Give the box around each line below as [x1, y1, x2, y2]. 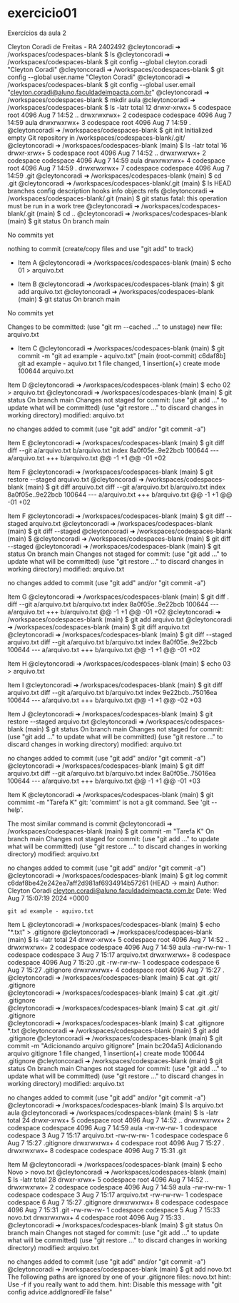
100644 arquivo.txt [17, 366, 74, 375]
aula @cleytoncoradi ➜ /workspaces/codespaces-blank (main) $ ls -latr [7, 1108, 219, 1117]
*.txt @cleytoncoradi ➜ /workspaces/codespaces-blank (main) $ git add [7, 1026, 220, 1035]
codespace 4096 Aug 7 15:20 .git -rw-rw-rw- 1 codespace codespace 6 [7, 958, 220, 966]
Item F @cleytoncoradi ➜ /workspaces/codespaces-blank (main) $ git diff [7, 512, 225, 520]
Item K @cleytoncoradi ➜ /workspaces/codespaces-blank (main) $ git [7, 790, 214, 798]
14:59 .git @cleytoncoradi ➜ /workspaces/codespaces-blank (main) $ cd [7, 171, 222, 180]
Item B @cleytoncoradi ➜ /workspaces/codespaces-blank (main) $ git [17, 280, 225, 288]
